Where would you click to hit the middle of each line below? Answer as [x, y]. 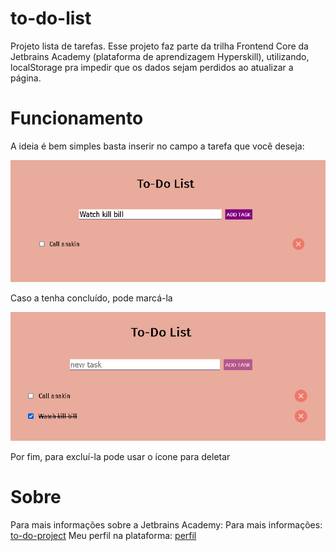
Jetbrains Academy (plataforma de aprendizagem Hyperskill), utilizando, [160, 56]
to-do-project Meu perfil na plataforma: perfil [103, 536]
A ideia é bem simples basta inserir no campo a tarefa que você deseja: [157, 146]
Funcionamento [77, 118]
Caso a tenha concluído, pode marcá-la [91, 298]
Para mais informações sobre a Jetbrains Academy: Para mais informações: [166, 525]
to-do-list [51, 18]
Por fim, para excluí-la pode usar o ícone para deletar [120, 457]
